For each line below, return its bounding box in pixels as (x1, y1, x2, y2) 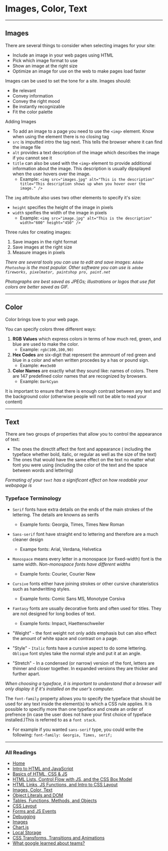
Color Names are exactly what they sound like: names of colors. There (12, 368, 158, 374)
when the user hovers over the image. (12, 171, 91, 177)
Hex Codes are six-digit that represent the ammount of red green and (12, 352, 156, 358)
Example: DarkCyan (19, 378, 58, 384)
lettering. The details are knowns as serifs (12, 511, 99, 517)
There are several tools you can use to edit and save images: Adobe (5, 259, 144, 265)
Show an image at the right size (12, 63, 77, 69)
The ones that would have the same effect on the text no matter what (12, 457, 155, 463)
